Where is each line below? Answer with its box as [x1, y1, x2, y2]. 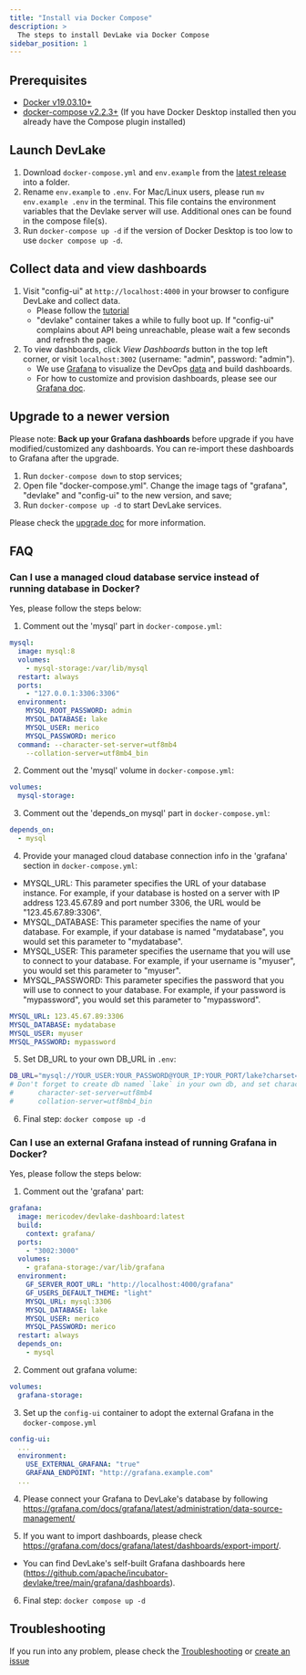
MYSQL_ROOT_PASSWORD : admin [25, 707, 132, 716]
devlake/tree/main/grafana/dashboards [22, 1576, 170, 1588]
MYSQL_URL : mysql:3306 [25, 1297, 112, 1306]
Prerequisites [9, 72, 87, 88]
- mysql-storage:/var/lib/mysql [25, 664, 148, 673]
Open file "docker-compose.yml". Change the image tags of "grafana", [22, 480, 289, 491]
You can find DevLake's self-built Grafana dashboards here [22, 1557, 246, 1568]
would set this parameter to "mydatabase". [22, 936, 184, 947]
